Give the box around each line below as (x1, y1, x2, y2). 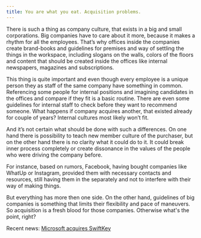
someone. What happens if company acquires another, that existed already (6, 107, 193, 114)
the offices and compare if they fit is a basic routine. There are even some (6, 95, 190, 102)
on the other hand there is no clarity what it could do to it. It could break (6, 138, 185, 145)
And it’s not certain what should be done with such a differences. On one (6, 125, 187, 133)
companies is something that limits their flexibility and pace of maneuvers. (6, 200, 191, 207)
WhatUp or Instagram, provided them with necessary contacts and (6, 169, 172, 177)
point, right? (6, 213, 36, 220)
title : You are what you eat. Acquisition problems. (6, 8, 141, 15)
